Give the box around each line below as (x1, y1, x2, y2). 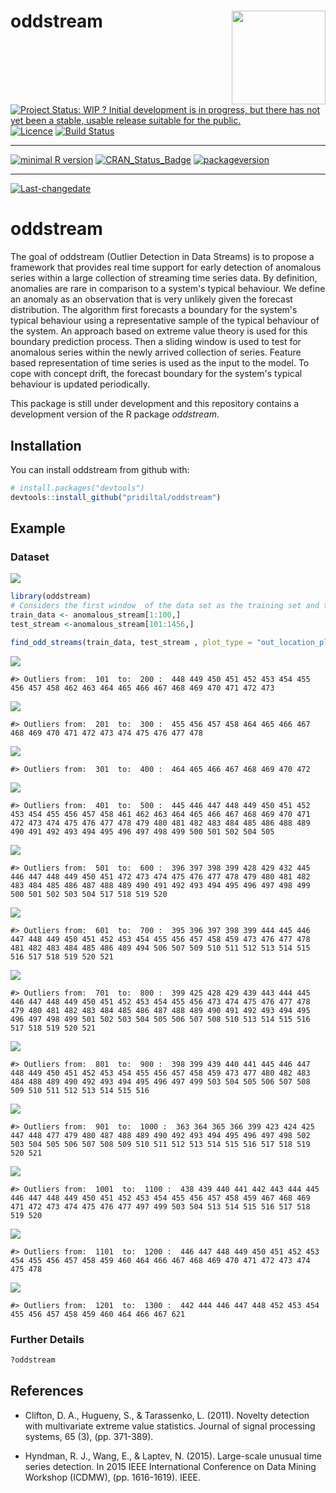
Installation (10, 437, 82, 454)
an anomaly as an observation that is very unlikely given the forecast (10, 293, 293, 305)
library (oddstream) (10, 591, 92, 602)
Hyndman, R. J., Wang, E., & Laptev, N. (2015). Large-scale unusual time (24, 1450, 322, 1462)
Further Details (10, 1332, 85, 1346)
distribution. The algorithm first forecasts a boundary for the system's (10, 304, 298, 316)
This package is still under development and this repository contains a (10, 398, 300, 410)
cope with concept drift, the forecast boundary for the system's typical (10, 368, 303, 380)
